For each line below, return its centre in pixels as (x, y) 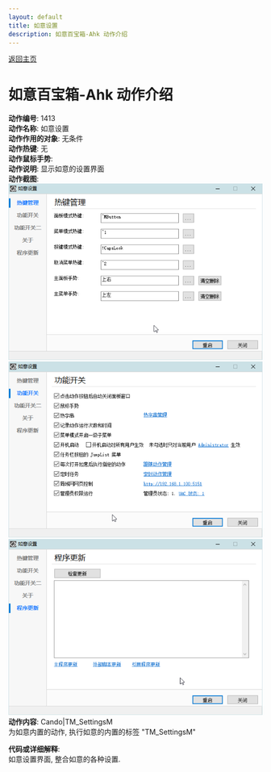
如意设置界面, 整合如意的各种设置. (65, 759)
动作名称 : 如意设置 (39, 128)
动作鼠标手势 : (31, 159)
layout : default (35, 17)
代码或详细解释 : (34, 749)
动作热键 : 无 (28, 148)
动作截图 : (24, 179)
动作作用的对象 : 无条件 (46, 139)
